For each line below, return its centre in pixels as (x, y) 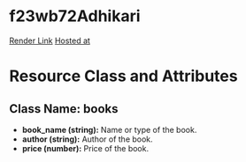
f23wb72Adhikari (75, 16)
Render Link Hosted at (50, 40)
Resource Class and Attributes (123, 76)
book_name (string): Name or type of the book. (109, 129)
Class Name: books (64, 109)
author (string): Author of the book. (87, 139)
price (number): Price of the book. (85, 148)
